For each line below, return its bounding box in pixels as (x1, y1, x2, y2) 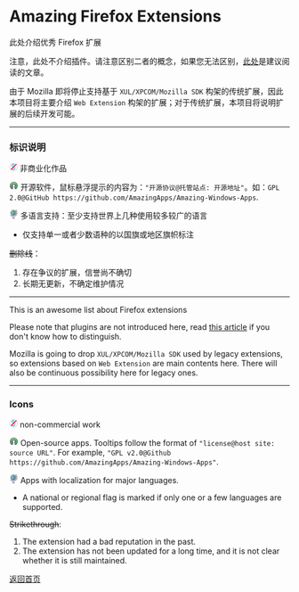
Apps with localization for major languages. (20, 474, 180, 485)
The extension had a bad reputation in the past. (21, 536, 197, 547)
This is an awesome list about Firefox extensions (9, 305, 188, 316)
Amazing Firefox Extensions (9, 6, 222, 27)
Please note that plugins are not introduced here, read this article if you (9, 322, 271, 333)
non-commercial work (19, 419, 101, 430)
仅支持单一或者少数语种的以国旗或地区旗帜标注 (21, 229, 194, 240)
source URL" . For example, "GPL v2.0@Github (9, 447, 172, 457)
